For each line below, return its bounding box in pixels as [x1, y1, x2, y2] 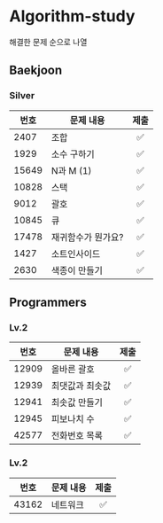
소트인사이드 [50, 247, 101, 260]
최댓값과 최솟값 [50, 379, 112, 392]
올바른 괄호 [50, 363, 95, 376]
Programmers [9, 295, 87, 310]
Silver [9, 90, 35, 102]
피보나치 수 [50, 413, 95, 425]
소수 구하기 [50, 148, 95, 160]
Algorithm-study [9, 6, 136, 27]
